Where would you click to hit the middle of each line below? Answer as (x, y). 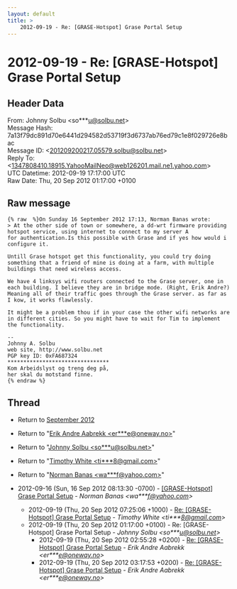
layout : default (31, 14)
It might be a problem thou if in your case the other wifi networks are (119, 313)
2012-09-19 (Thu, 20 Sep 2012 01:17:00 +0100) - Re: (105, 525)
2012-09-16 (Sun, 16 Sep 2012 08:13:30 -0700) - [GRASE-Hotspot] (115, 488)
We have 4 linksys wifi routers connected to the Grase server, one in (115, 282)
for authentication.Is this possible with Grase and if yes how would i (117, 238)
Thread (24, 403)
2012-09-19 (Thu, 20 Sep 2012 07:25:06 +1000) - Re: (106, 510)
